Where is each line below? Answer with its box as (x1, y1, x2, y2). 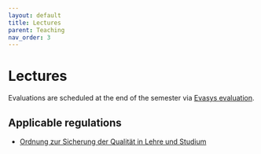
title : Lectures (8, 19, 61, 27)
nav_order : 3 (8, 33, 51, 42)
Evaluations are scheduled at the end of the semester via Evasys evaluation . (8, 93, 255, 103)
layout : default (8, 11, 61, 20)
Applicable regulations (8, 115, 122, 130)
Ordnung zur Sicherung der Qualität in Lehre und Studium (19, 137, 207, 146)
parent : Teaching (8, 26, 65, 34)
